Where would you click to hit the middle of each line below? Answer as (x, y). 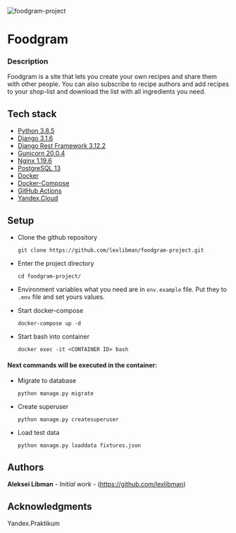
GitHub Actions (39, 191)
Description (28, 61)
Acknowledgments (50, 507)
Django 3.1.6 (35, 138)
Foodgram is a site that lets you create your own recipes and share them (112, 77)
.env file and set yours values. (61, 297)
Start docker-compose (50, 311)
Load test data (38, 433)
